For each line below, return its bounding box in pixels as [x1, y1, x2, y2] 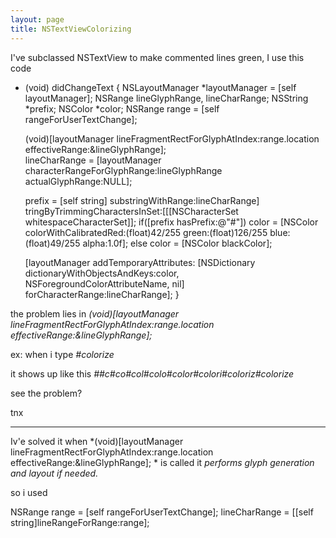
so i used [10, 486, 48, 498]
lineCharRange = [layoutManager [24, 154, 162, 166]
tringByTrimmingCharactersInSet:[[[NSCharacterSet [24, 205, 239, 217]
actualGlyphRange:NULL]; [24, 175, 133, 187]
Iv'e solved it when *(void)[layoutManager [10, 435, 184, 447]
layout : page [10, 14, 65, 25]
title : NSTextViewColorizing [10, 24, 132, 34]
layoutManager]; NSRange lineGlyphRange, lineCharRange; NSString [24, 92, 309, 104]
